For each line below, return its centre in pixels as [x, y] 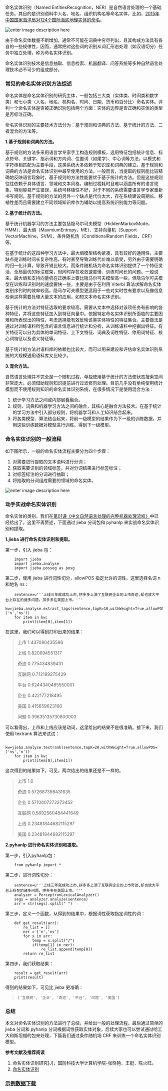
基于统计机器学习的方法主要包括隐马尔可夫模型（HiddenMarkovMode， [79, 223]
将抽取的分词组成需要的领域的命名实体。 [54, 480]
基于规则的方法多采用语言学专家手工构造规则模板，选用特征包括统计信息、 [82, 152]
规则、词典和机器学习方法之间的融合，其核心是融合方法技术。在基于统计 [87, 406]
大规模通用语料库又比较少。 [42, 355]
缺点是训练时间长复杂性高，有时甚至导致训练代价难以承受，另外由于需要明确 [84, 259]
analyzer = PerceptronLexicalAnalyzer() [57, 895]
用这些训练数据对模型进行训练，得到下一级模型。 [63, 425]
